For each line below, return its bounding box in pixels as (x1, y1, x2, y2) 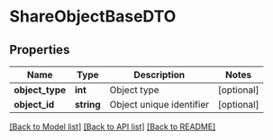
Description (133, 69, 186, 81)
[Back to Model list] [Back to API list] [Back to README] (9, 121, 216, 132)
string (75, 99, 101, 110)
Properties (9, 42, 70, 57)
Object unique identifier (109, 99, 210, 110)
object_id (14, 99, 55, 110)
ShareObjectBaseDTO (9, 6, 177, 27)
